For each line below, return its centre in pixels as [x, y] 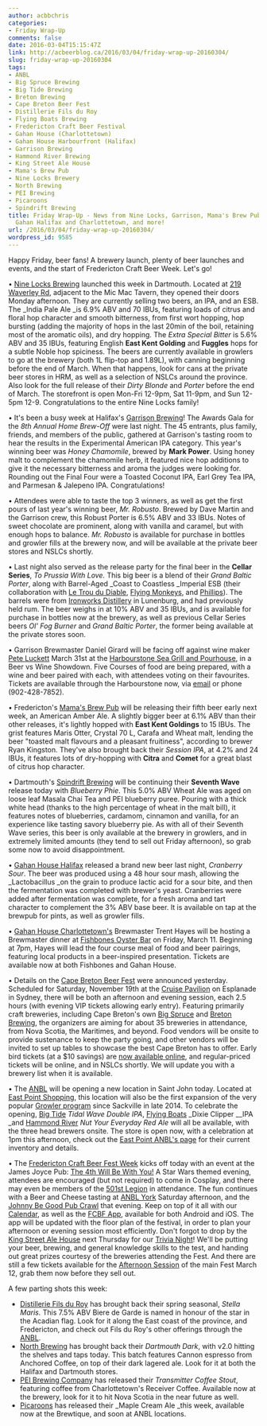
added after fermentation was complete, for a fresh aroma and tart [117, 899]
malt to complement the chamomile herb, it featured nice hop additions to [128, 460]
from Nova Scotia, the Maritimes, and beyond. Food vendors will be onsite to [133, 1031]
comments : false [35, 38]
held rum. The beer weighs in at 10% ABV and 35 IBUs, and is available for [130, 608]
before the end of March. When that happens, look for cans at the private [128, 368]
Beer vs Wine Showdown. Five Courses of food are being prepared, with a [130, 666]
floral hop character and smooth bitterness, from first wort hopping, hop [126, 317]
